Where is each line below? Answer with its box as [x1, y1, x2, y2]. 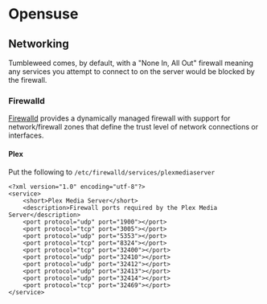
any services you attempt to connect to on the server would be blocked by [8, 67, 255, 76]
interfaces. [8, 130, 44, 141]
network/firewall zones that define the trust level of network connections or [8, 122, 259, 132]
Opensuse [8, 5, 79, 23]
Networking [8, 37, 70, 51]
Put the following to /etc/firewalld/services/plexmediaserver [8, 166, 216, 177]
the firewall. [8, 76, 47, 84]
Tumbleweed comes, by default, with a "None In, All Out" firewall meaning [8, 58, 253, 68]
